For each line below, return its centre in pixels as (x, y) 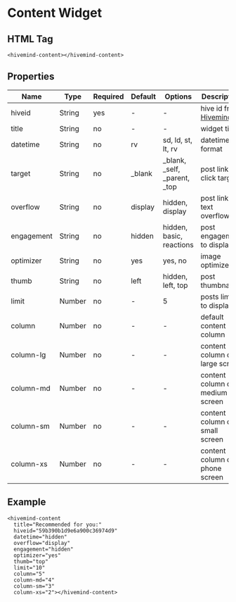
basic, (172, 236)
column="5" (29, 574)
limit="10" (29, 567)
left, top (175, 285)
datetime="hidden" (41, 537)
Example (27, 502)
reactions (178, 244)
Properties (31, 76)
